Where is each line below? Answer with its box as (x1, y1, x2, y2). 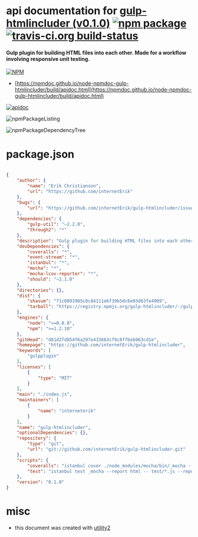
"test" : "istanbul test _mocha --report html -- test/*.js (27, 468, 176, 474)
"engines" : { (16, 315, 49, 321)
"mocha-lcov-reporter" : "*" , (27, 271, 99, 277)
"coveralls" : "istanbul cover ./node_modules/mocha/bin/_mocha (27, 463, 186, 469)
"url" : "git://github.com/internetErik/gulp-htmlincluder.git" (27, 447, 186, 453)
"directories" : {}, (16, 287, 65, 293)
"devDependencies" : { (16, 243, 70, 249)
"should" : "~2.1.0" (27, 276, 75, 282)
